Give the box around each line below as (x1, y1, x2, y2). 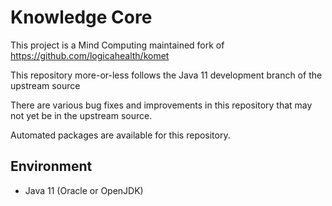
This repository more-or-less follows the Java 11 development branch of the (10, 69, 323, 81)
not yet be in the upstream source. (10, 109, 153, 121)
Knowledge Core (10, 6, 153, 29)
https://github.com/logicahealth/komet (10, 49, 170, 61)
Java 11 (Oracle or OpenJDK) (24, 184, 144, 196)
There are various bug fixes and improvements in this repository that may (10, 99, 313, 111)
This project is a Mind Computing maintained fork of (10, 39, 225, 51)
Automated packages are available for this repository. (10, 129, 231, 141)
